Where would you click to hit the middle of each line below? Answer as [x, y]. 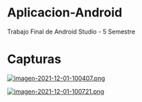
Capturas [34, 59]
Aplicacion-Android [65, 13]
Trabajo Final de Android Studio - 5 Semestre [71, 31]
